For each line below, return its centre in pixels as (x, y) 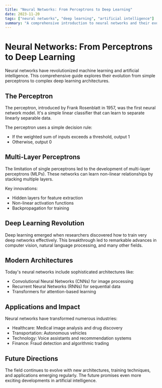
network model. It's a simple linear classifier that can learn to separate (75, 113)
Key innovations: (21, 188)
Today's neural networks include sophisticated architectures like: (69, 272)
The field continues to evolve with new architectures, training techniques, (78, 370)
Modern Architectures (39, 261)
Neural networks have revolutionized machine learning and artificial (72, 71)
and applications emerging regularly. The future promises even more (73, 375)
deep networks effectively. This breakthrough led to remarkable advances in (81, 240)
